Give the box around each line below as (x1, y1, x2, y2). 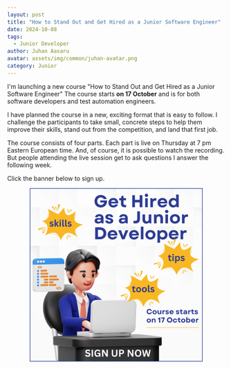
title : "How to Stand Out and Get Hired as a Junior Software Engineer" (7, 18, 221, 26)
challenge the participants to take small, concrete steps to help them (7, 118, 203, 126)
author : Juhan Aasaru (7, 48, 70, 55)
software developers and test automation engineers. (7, 97, 156, 105)
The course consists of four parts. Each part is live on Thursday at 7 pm (7, 139, 212, 147)
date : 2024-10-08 (7, 26, 57, 33)
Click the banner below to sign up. (7, 174, 105, 182)
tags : (7, 33, 23, 40)
